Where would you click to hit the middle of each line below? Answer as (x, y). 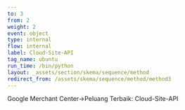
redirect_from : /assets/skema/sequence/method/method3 (89, 79)
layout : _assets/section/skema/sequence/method (78, 72)
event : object (28, 33)
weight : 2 (22, 27)
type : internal (30, 40)
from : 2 (19, 20)
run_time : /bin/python (40, 66)
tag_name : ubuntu (33, 60)
